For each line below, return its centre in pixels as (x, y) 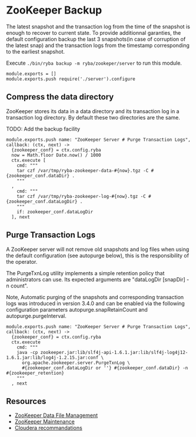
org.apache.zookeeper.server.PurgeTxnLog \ (76, 363)
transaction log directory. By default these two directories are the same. (93, 117)
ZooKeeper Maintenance (44, 422)
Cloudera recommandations (48, 428)
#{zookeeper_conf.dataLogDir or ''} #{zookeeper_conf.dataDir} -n (105, 368)
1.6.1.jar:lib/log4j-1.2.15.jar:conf (52, 357)
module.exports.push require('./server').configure (71, 79)
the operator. (22, 261)
